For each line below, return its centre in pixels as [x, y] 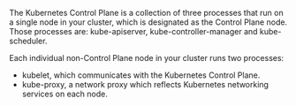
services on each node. [65, 94]
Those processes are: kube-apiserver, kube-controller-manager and [133, 31]
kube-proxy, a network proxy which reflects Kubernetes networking [145, 84]
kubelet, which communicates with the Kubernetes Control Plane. [141, 75]
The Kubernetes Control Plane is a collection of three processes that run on [147, 13]
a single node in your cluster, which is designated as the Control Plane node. [148, 22]
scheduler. [28, 41]
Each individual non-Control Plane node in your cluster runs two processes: [147, 58]
